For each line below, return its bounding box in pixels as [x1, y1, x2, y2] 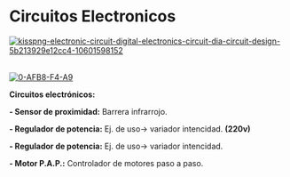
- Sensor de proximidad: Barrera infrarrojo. [9, 106, 168, 117]
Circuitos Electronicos [9, 6, 176, 27]
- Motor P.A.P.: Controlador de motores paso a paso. [9, 157, 204, 168]
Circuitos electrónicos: [9, 89, 96, 100]
